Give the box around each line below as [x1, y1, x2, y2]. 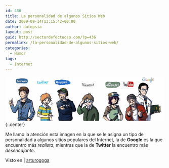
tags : [5, 56, 17, 61]
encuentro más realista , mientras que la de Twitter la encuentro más [5, 142, 148, 148]
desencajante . [5, 147, 35, 153]
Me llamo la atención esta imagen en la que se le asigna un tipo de [5, 131, 144, 137]
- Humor [10, 51, 26, 56]
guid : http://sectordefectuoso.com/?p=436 [5, 35, 96, 40]
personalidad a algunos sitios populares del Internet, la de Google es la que [5, 137, 163, 143]
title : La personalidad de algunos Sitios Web [5, 13, 105, 19]
